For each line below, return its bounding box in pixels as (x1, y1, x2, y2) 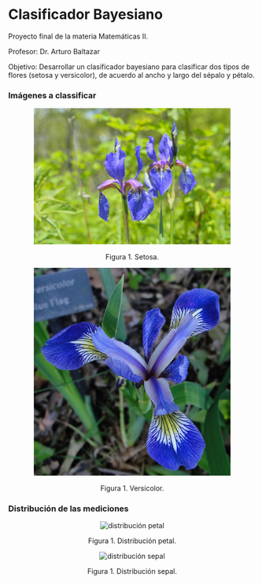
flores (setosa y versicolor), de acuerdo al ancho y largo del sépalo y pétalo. (8, 70, 255, 79)
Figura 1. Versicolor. (100, 483, 164, 493)
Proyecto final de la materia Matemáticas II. (8, 31, 148, 41)
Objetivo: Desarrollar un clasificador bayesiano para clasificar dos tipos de (8, 61, 250, 72)
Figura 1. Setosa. (105, 252, 160, 262)
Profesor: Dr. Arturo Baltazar (8, 46, 101, 56)
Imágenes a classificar (8, 90, 97, 101)
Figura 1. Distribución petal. (87, 536, 177, 545)
